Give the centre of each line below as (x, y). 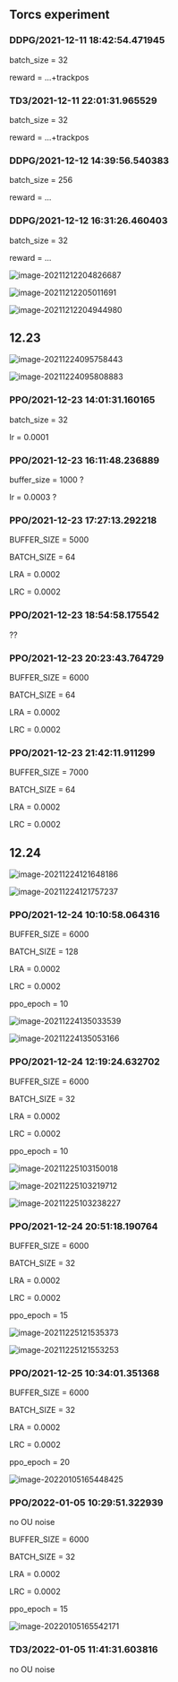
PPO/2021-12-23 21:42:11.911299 (82, 752)
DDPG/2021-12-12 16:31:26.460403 (89, 221)
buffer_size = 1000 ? (47, 480)
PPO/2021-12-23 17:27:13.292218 (83, 520)
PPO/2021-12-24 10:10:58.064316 (85, 915)
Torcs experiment (59, 15)
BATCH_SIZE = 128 (44, 952)
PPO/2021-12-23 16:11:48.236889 (85, 460)
